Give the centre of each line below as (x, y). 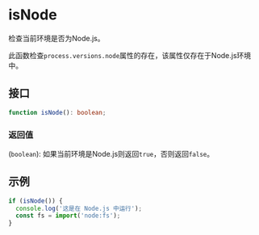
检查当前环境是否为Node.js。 (56, 38)
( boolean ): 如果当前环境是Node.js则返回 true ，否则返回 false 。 (111, 153)
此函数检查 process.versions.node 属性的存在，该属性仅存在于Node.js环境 (130, 55)
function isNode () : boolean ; (57, 112)
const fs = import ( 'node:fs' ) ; (68, 216)
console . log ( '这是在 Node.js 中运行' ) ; (79, 208)
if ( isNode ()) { (36, 201)
